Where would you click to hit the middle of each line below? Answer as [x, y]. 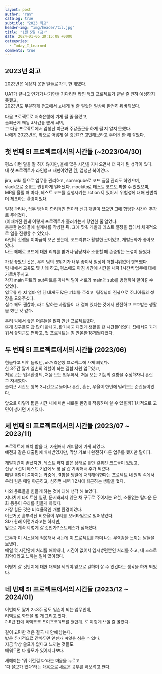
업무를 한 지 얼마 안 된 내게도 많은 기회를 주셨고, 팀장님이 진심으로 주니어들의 [77, 293]
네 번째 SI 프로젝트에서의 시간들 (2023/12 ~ [67, 589]
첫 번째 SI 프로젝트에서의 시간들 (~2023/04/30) [73, 151]
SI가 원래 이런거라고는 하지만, [33, 521]
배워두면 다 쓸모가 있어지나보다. [35, 650]
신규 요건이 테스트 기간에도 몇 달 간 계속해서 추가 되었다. [58, 468]
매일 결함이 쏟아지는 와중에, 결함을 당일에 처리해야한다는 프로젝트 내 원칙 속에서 [80, 475]
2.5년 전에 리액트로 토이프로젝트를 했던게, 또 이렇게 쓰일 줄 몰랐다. [67, 622]
